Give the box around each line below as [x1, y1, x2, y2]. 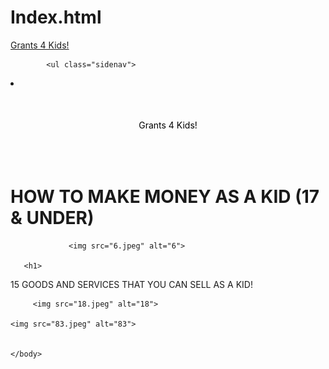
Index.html [10, 6, 102, 29]
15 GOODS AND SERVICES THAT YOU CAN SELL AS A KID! [10, 278, 253, 290]
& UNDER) [10, 207, 95, 230]
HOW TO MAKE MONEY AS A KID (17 [10, 186, 320, 208]
